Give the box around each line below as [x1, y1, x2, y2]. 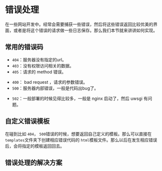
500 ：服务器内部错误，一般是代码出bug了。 [12, 85, 99, 91]
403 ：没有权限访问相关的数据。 [12, 62, 74, 68]
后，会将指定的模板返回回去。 [5, 143, 64, 149]
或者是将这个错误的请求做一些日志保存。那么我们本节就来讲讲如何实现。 [13, 27, 158, 33]
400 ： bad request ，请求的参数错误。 [12, 79, 88, 85]
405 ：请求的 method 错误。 [12, 69, 66, 75]
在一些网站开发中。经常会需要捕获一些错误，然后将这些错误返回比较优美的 [5, 21, 153, 27]
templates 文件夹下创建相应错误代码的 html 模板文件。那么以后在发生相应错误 [5, 137, 158, 143]
